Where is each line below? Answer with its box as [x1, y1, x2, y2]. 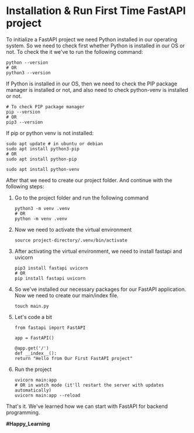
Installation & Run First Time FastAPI [6, 4, 186, 18]
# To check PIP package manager [6, 104, 85, 109]
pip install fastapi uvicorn [14, 275, 86, 281]
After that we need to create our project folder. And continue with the [6, 177, 172, 184]
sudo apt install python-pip [6, 156, 77, 162]
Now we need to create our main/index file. [14, 291, 119, 299]
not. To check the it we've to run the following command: [6, 48, 143, 55]
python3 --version [6, 70, 51, 75]
